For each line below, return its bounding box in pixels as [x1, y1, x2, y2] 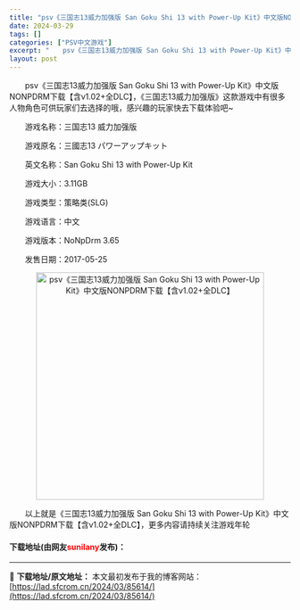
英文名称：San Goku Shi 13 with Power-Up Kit [24, 160, 194, 169]
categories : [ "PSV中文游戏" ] [9, 37, 112, 47]
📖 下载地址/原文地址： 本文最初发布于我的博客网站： [9, 572, 203, 582]
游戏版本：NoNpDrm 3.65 [24, 235, 120, 245]
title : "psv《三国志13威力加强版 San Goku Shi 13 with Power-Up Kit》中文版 [9, 12, 284, 22]
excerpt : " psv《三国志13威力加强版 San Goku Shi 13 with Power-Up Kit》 [9, 46, 286, 55]
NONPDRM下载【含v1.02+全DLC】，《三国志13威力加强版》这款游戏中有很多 [9, 91, 286, 102]
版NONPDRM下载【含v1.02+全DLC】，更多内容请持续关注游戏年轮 [9, 519, 251, 530]
